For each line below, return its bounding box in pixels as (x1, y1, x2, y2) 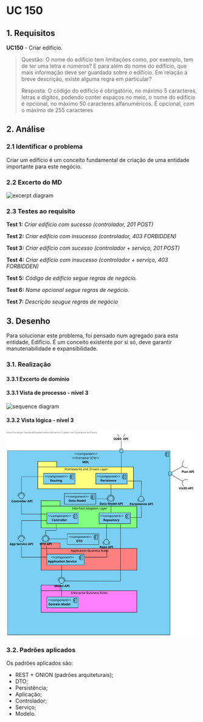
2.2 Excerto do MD (6, 178, 63, 186)
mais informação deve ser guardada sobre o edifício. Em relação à (21, 69, 188, 76)
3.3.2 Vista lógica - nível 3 (6, 417, 74, 424)
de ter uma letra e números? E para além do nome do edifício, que (21, 62, 187, 69)
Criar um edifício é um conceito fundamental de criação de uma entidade (6, 156, 190, 163)
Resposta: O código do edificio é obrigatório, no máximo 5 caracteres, (21, 87, 198, 94)
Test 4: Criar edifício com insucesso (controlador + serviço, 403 (6, 257, 168, 264)
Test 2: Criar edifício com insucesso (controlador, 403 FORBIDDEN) (6, 233, 177, 240)
